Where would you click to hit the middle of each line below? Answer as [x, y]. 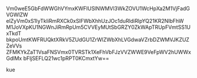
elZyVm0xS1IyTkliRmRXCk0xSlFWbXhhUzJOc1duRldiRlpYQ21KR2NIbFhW [95, 21]
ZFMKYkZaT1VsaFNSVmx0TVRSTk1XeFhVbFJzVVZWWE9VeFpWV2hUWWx [98, 52]
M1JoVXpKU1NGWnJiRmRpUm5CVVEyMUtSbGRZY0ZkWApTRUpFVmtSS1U [98, 27]
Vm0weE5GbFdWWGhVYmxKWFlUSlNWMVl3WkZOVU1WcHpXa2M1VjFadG [98, 9]
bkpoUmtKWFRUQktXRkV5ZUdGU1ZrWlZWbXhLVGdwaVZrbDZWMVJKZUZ [98, 40]
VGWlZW [17, 15]
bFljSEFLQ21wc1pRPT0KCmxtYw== [66, 58]
